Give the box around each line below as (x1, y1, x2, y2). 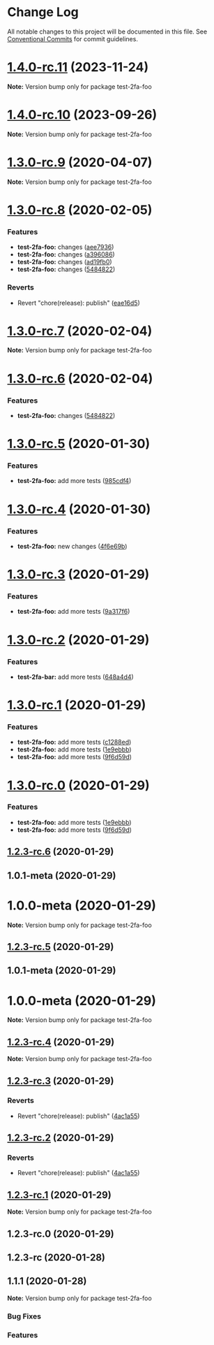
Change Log (7, 4, 79, 20)
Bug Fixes (7, 1311, 42, 1321)
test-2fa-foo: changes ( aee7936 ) (17, 243, 114, 252)
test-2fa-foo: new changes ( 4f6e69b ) (17, 542, 128, 550)
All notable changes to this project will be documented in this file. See (7, 27, 208, 36)
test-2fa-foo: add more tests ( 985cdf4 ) (17, 477, 132, 485)
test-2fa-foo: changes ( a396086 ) (17, 250, 115, 259)
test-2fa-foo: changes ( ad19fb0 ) (17, 258, 113, 266)
